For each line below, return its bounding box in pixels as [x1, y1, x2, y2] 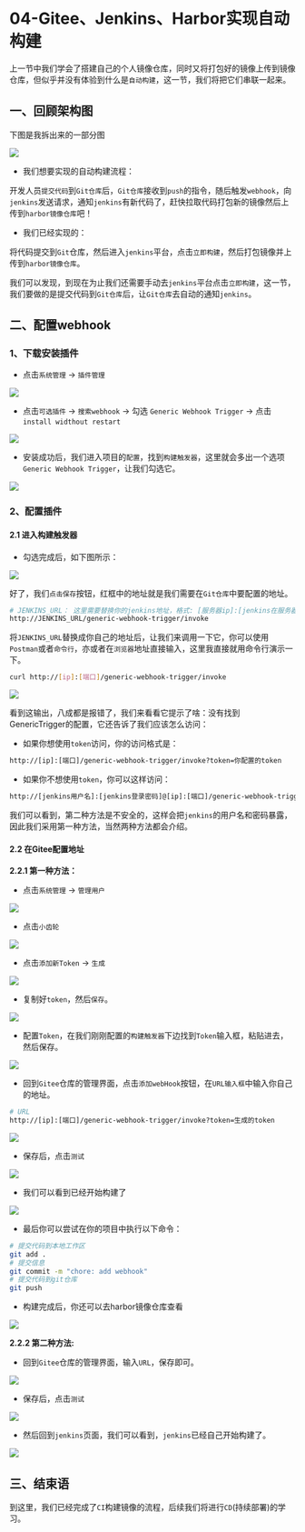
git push [9, 1284, 43, 1293]
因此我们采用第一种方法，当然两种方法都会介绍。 [9, 820, 192, 832]
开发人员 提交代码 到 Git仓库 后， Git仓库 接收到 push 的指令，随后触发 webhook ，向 [9, 185, 292, 195]
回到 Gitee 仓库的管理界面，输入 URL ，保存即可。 [22, 1357, 200, 1368]
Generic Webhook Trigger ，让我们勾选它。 [22, 463, 181, 474]
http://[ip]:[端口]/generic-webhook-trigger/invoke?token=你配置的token [9, 756, 282, 766]
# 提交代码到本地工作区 [9, 1241, 86, 1250]
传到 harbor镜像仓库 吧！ [9, 207, 93, 218]
